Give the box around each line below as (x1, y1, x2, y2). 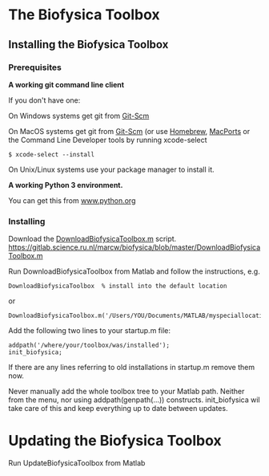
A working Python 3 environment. (8, 180, 123, 189)
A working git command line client (8, 79, 125, 89)
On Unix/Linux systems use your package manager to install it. (8, 165, 215, 174)
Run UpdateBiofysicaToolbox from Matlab (8, 458, 146, 468)
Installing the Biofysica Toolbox (8, 38, 169, 51)
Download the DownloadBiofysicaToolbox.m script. (8, 234, 177, 244)
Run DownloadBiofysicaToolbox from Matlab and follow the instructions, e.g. (8, 266, 260, 276)
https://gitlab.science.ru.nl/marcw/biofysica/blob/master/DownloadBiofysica (8, 242, 261, 252)
